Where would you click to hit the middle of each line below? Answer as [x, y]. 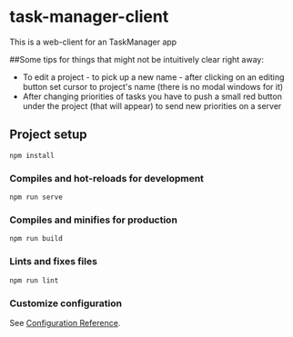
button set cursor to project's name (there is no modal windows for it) [153, 86]
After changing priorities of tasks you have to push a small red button [152, 96]
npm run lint [34, 280]
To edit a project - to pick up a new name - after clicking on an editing [153, 77]
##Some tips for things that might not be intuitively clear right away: [136, 59]
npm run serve [36, 197]
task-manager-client [89, 17]
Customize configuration [66, 303]
